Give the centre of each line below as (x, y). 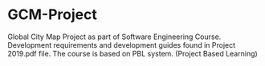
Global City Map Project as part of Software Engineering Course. (114, 37)
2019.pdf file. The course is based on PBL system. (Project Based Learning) (132, 53)
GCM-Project (52, 15)
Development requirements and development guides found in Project (122, 45)
